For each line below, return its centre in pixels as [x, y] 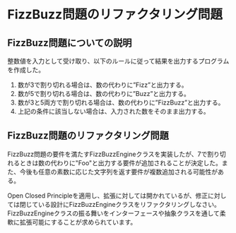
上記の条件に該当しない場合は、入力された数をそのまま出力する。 [113, 111]
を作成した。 [26, 70]
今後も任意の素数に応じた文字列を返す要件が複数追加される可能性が [118, 172]
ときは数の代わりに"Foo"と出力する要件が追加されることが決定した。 [121, 162]
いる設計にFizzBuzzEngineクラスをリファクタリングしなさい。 [129, 204]
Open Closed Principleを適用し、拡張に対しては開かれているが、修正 [108, 196]
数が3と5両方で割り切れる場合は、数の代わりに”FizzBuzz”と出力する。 [121, 102]
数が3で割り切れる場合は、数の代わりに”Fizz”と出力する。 [102, 85]
